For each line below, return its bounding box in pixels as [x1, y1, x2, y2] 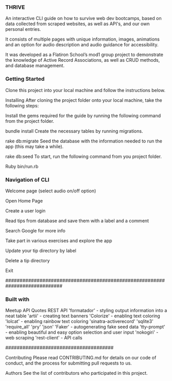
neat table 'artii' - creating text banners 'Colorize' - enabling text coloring [5, 313, 160, 319]
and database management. [5, 63, 65, 69]
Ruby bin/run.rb [5, 163, 39, 169]
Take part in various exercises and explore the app [5, 238, 112, 244]
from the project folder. [5, 118, 54, 124]
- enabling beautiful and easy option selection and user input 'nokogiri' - [5, 329, 159, 335]
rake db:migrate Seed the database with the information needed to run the [5, 138, 163, 144]
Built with [5, 296, 30, 303]
